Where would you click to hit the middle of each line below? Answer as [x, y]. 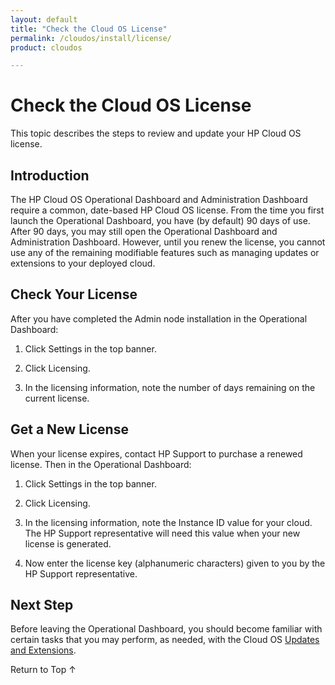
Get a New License [69, 429]
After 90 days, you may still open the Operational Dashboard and [144, 231]
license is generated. [68, 543]
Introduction [50, 175]
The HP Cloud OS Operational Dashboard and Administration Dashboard [159, 199]
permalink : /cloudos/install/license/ [91, 38]
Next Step [42, 605]
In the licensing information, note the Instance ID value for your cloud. [168, 522]
